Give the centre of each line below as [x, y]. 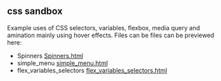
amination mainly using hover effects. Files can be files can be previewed [111, 35]
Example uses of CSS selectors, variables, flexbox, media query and [104, 27]
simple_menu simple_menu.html [62, 63]
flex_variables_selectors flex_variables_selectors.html [92, 70]
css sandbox [35, 11]
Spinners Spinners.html [50, 56]
